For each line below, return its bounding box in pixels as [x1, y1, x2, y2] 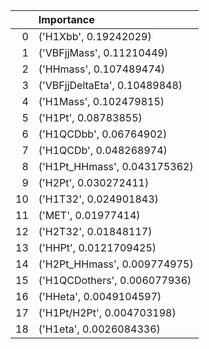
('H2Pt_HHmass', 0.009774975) [38, 257, 194, 271]
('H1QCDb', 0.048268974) [38, 144, 168, 157]
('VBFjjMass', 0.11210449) [38, 46, 169, 59]
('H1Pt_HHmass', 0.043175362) [38, 160, 194, 173]
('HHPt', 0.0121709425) [38, 241, 157, 254]
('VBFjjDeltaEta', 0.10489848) [38, 79, 183, 92]
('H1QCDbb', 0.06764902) [38, 127, 168, 141]
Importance [38, 13, 95, 26]
